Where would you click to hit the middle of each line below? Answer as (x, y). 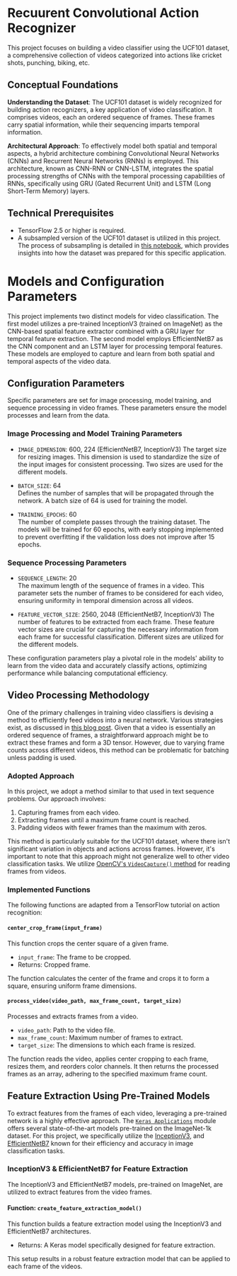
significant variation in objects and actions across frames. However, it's (111, 849)
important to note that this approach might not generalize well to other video (118, 856)
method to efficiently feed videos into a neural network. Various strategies (115, 720)
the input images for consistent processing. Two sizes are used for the (120, 464)
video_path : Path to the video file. (66, 1030)
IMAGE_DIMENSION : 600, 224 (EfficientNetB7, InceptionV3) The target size (122, 449)
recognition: (25, 913)
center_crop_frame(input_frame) (55, 928)
